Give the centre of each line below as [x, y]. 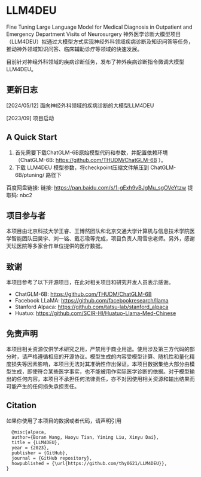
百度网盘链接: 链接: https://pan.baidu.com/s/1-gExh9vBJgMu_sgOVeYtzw [96, 187]
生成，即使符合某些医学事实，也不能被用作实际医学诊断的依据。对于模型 [100, 371]
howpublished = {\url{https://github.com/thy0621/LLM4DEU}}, [89, 463]
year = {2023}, [31, 448]
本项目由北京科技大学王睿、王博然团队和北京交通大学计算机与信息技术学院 [98, 231]
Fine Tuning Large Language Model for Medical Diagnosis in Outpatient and [99, 27]
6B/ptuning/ [30, 175]
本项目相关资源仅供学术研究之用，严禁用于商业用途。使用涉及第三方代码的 [98, 349]
